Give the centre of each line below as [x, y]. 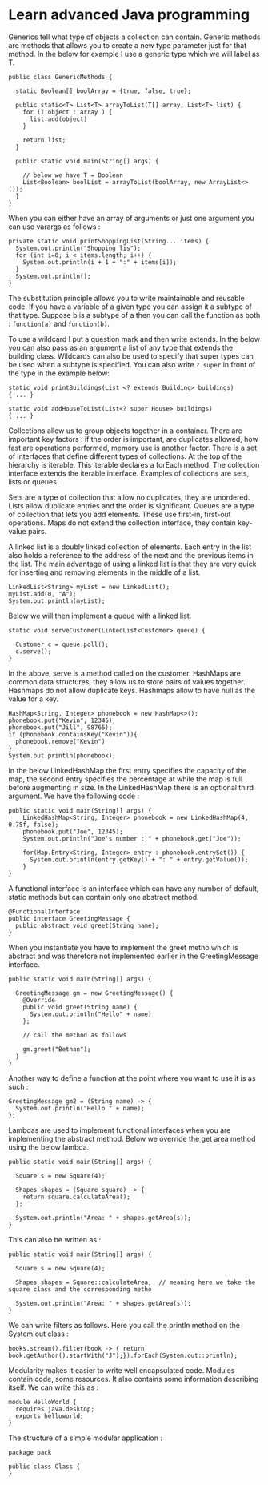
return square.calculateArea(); [76, 1197]
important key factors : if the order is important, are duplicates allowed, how [133, 439]
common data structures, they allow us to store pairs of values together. [127, 681]
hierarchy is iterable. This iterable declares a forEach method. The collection [134, 464]
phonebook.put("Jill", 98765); [60, 727]
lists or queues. [34, 481]
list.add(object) [58, 119]
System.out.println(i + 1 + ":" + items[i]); [100, 262]
